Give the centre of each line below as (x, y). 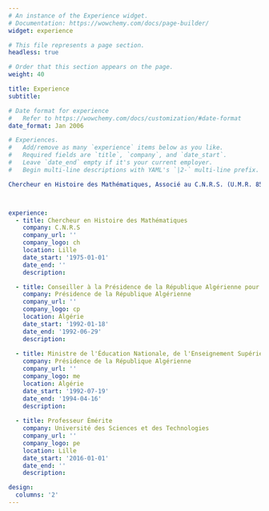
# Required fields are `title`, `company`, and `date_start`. (118, 155)
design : (21, 488)
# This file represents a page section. (77, 45)
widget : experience (41, 30)
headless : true (34, 53)
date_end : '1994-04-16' (62, 398)
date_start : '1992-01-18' (66, 324)
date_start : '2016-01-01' (66, 458)
